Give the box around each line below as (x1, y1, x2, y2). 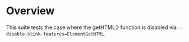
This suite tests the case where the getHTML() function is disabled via (6, 24, 177, 31)
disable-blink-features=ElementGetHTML (6, 31, 105, 37)
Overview (6, 4, 55, 18)
